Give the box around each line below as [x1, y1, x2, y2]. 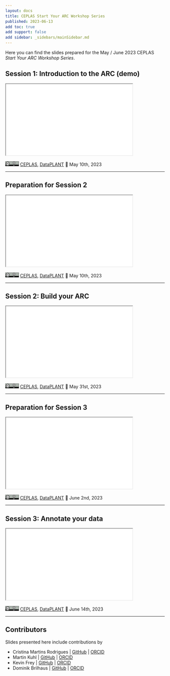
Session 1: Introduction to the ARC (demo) [5, 69, 140, 78]
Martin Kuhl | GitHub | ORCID [12, 654, 73, 660]
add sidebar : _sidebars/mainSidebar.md [5, 35, 90, 40]
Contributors [5, 625, 47, 634]
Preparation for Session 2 [5, 181, 88, 190]
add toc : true [5, 24, 35, 29]
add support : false [5, 29, 47, 35]
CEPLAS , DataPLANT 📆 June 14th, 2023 [20, 606, 104, 612]
